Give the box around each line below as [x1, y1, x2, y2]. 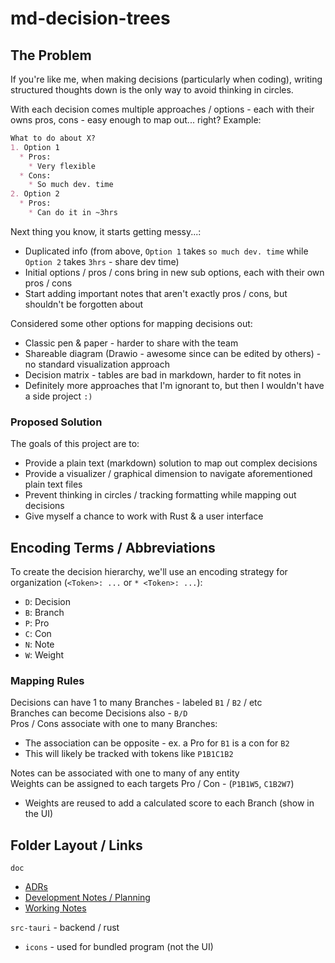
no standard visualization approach [24, 358, 171, 370]
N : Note [24, 638, 55, 650]
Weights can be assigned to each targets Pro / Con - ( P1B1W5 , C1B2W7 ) [10, 778, 295, 790]
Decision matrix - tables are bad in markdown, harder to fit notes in [24, 368, 302, 381]
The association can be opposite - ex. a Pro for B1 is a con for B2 [24, 737, 290, 749]
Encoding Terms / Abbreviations [10, 539, 216, 556]
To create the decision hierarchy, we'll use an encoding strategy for [10, 565, 288, 577]
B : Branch [24, 606, 65, 618]
